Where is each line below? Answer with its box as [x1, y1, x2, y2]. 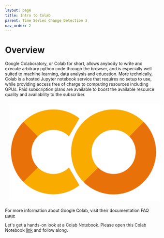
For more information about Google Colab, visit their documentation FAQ [5, 207, 149, 213]
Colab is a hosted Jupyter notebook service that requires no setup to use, [5, 76, 152, 82]
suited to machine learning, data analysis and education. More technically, [5, 71, 153, 77]
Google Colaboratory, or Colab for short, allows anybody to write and [5, 61, 143, 66]
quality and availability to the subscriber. [5, 92, 86, 97]
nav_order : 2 [5, 23, 31, 28]
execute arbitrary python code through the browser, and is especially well [5, 66, 152, 72]
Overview [5, 45, 45, 56]
